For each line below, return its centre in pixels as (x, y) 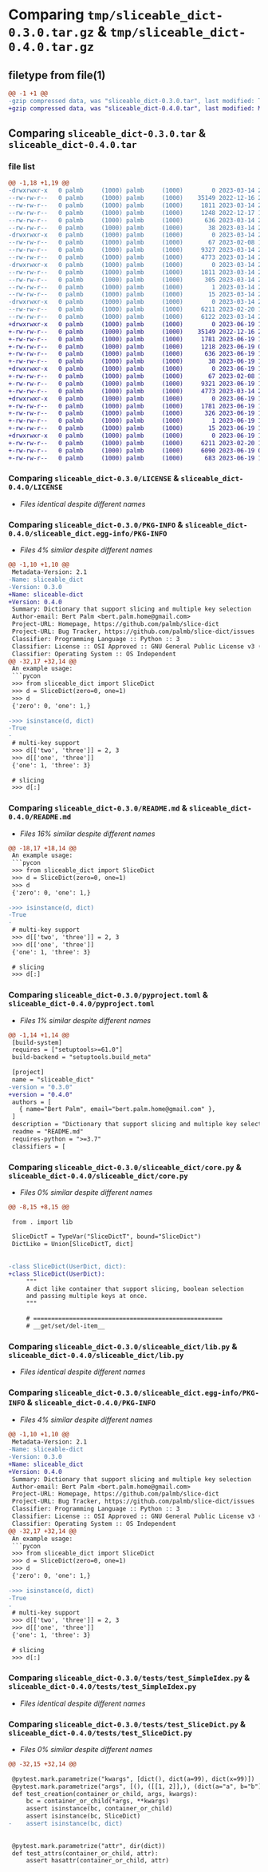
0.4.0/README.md (40, 817)
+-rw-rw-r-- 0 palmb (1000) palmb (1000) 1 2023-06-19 (132, 421)
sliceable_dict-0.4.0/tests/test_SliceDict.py (100, 1733)
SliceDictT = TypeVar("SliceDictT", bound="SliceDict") (106, 1237)
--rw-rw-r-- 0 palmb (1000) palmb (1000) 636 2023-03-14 (132, 220)
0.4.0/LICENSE (35, 488)
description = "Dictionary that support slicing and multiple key (124, 1125)
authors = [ (32, 1102)
